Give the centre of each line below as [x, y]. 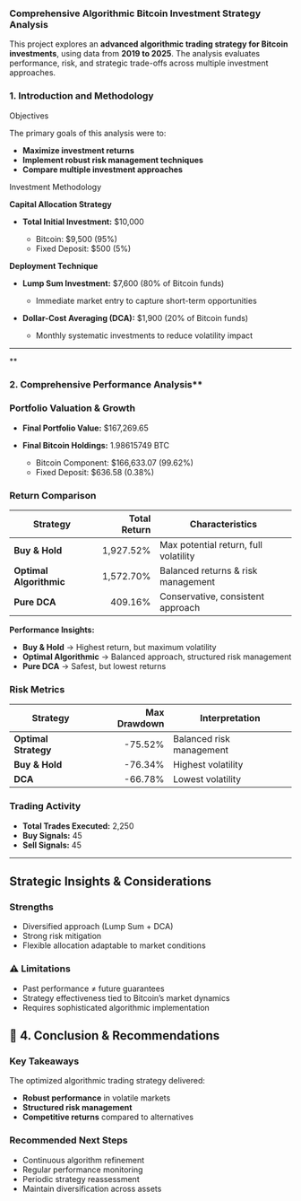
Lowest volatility [207, 779]
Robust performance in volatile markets [96, 1098]
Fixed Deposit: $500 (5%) [83, 248]
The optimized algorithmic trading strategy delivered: [107, 1081]
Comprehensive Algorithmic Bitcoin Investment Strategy [135, 13]
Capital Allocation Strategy [60, 204]
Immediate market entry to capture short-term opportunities [146, 300]
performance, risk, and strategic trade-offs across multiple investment [139, 63]
